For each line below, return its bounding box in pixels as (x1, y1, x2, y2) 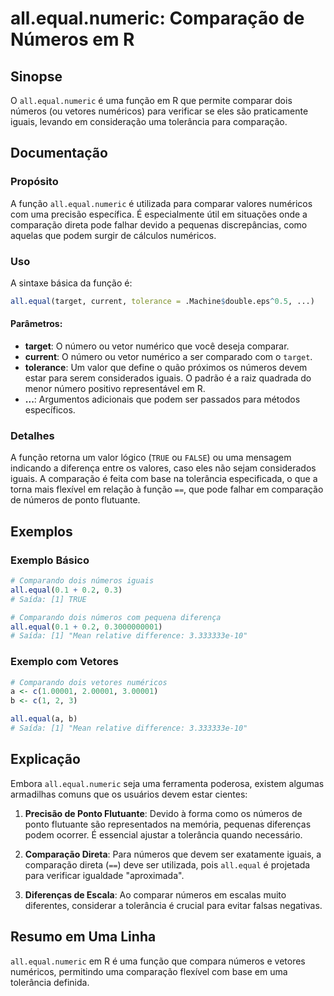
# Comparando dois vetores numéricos (10, 677, 168, 687)
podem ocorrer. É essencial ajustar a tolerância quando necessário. (24, 828, 303, 841)
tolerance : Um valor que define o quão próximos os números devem (24, 362, 308, 374)
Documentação (10, 145, 108, 162)
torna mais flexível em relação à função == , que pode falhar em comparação (10, 483, 324, 496)
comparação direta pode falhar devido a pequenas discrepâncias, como (10, 218, 308, 231)
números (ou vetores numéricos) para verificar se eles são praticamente (10, 105, 309, 117)
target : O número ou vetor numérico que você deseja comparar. (24, 340, 290, 352)
